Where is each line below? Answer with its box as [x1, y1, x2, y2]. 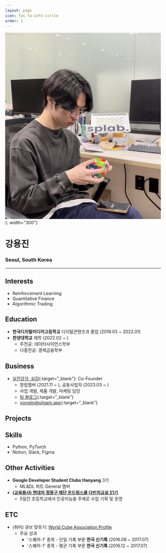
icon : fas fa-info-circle [5, 13, 58, 18]
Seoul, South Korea [5, 256, 52, 263]
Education [5, 315, 38, 323]
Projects [5, 414, 32, 423]
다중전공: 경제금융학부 [19, 347, 63, 353]
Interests [5, 277, 34, 286]
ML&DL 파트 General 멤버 [19, 483, 71, 489]
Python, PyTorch [12, 444, 46, 450]
